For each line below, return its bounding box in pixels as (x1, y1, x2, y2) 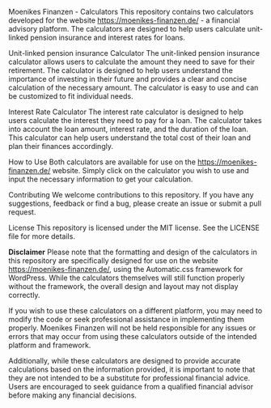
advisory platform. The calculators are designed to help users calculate (8, 24, 246, 33)
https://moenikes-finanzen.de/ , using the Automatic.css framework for (8, 265, 243, 274)
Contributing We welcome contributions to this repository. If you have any (8, 190, 254, 199)
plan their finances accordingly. (8, 142, 113, 151)
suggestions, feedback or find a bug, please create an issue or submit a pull (8, 198, 261, 208)
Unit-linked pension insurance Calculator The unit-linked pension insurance (8, 49, 260, 57)
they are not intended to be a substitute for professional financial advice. (8, 373, 251, 383)
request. (8, 207, 36, 217)
